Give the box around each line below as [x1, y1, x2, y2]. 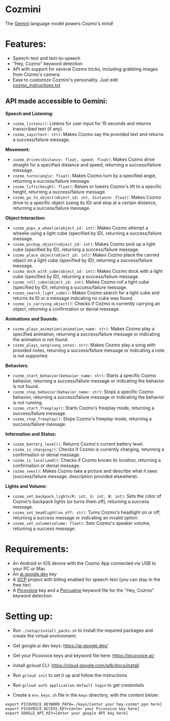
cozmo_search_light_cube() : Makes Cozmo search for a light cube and [12, 289, 160, 296]
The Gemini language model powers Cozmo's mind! [5, 20, 114, 26]
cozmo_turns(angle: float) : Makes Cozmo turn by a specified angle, [12, 172, 157, 179]
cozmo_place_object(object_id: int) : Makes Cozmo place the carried [12, 252, 160, 258]
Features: [5, 38, 47, 50]
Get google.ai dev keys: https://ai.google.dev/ [12, 643, 108, 649]
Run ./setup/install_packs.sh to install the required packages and [12, 627, 153, 633]
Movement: [5, 146, 30, 152]
